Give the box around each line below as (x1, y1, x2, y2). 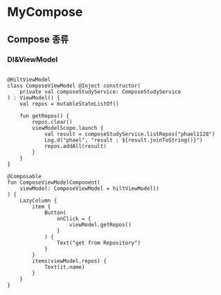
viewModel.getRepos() (69, 221, 132, 228)
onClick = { (56, 215, 91, 222)
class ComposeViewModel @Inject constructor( (7, 82, 141, 89)
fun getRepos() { (19, 112, 70, 120)
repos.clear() (32, 118, 73, 125)
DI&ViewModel (7, 55, 58, 64)
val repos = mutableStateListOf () (19, 100, 119, 107)
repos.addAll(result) (44, 142, 107, 149)
